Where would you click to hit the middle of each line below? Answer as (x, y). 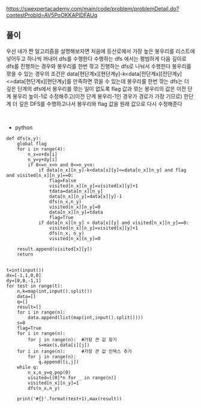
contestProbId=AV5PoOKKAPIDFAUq (52, 15)
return (25, 254)
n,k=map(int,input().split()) (55, 291)
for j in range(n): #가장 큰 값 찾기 (72, 339)
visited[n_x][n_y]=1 (53, 383)
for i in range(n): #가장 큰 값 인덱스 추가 (74, 351)
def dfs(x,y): (24, 138)
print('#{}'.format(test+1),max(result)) (69, 399)
